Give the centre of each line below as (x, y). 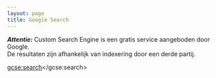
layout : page (26, 13)
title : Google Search (38, 20)
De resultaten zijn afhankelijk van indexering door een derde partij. (101, 54)
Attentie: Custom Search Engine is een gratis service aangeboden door (109, 39)
